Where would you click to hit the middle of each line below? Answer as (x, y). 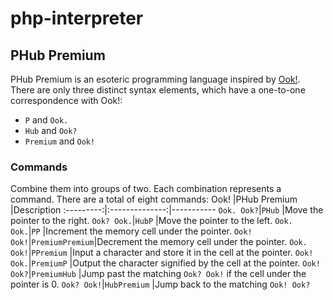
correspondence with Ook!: (66, 100)
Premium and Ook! (60, 141)
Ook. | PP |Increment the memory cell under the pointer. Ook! (131, 231)
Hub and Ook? (51, 130)
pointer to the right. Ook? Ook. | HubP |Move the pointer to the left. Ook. (151, 221)
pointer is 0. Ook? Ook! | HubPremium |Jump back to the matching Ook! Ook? (160, 284)
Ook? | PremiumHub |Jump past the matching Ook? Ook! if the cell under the (158, 274)
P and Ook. (46, 120)
